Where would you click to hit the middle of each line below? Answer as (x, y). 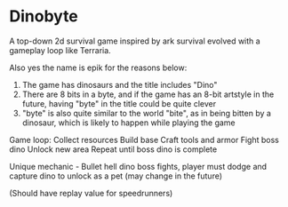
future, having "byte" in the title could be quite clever (119, 103)
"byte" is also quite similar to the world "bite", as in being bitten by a (146, 113)
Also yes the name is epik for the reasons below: (98, 68)
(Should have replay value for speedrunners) (91, 193)
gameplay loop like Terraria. (60, 50)
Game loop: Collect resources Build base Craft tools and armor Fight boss (144, 139)
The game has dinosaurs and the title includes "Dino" (120, 84)
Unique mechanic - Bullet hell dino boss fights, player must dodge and (138, 166)
